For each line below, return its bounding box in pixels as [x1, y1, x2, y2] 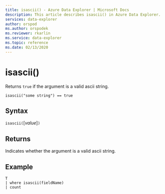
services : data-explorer [5, 17, 57, 22]
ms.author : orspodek [5, 26, 49, 31]
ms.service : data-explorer [5, 36, 62, 41]
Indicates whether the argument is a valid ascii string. [5, 148, 116, 154]
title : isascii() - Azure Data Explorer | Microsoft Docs [5, 7, 129, 13]
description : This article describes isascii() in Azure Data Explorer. [5, 12, 161, 17]
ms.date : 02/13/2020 [5, 45, 49, 50]
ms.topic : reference [5, 40, 49, 45]
